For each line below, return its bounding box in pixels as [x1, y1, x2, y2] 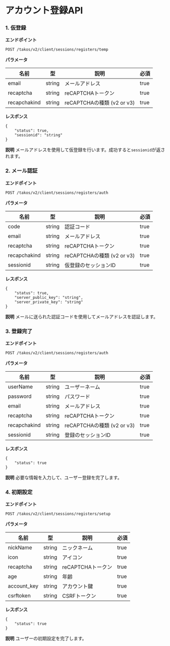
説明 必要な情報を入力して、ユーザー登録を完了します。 [5, 475, 123, 481]
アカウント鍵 [62, 583, 93, 590]
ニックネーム [62, 544, 93, 552]
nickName [8, 544, 32, 551]
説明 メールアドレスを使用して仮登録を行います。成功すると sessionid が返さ [5, 147, 165, 153]
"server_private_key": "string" [14, 299, 83, 305]
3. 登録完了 [5, 328, 33, 335]
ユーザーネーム [64, 383, 101, 391]
